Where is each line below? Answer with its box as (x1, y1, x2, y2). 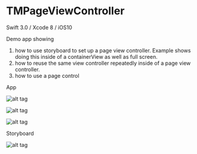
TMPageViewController (6, 4, 125, 18)
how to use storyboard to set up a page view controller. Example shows (14, 46, 191, 54)
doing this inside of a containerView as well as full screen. (14, 53, 158, 60)
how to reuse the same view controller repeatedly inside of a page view (14, 59, 191, 67)
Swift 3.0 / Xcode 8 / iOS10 (6, 24, 73, 31)
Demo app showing (6, 35, 54, 42)
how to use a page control (14, 72, 79, 79)
